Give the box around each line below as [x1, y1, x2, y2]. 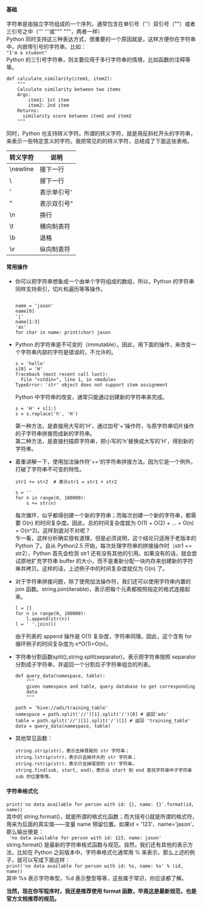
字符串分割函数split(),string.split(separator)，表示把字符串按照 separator [15, 653, 196, 660]
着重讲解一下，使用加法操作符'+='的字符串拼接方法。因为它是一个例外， [15, 458, 196, 466]
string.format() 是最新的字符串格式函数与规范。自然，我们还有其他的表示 [6, 840, 188, 848]
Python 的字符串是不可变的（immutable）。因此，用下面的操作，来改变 [15, 341, 191, 348]
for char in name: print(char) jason [15, 329, 111, 336]
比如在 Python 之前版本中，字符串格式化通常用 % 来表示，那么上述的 [16, 848, 190, 856]
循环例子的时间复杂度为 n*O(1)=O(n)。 [15, 640, 111, 648]
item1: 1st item [28, 97, 69, 103]
